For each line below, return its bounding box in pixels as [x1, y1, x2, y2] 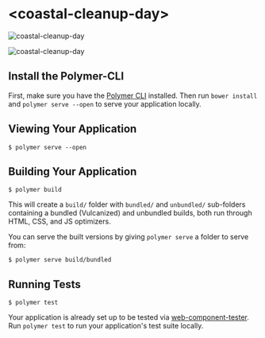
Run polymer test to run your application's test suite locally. [8, 321, 204, 331]
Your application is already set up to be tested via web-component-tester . [8, 313, 250, 322]
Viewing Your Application [8, 122, 137, 136]
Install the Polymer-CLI [8, 69, 125, 84]
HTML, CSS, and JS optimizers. [8, 216, 111, 227]
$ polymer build [8, 186, 62, 194]
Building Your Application [8, 165, 137, 178]
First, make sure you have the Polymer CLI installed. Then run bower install [8, 91, 258, 100]
